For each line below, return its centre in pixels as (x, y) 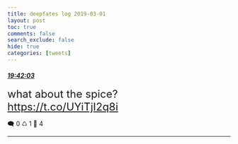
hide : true (23, 47)
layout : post (27, 20)
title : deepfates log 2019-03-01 (57, 14)
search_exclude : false (41, 40)
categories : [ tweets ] (39, 54)
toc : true (22, 27)
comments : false (31, 34)
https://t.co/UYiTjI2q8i (63, 107)
